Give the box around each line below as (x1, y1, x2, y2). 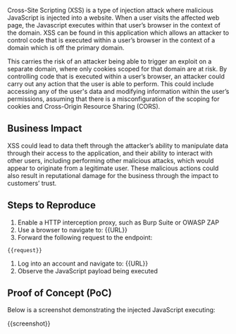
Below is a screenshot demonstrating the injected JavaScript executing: (7, 306, 216, 314)
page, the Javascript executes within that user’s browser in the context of (7, 21, 221, 29)
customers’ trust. (7, 179, 57, 187)
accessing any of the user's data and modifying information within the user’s (7, 88, 230, 95)
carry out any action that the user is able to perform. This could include (7, 80, 214, 88)
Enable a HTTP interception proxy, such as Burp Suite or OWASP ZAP (17, 218, 220, 227)
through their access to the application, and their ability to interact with (7, 148, 213, 157)
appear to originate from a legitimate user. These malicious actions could (7, 164, 219, 172)
